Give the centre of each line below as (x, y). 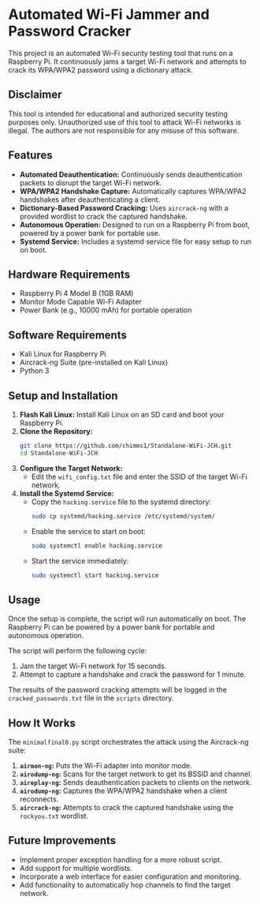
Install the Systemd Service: (67, 493)
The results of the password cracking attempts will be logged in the (117, 690)
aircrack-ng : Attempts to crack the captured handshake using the (126, 807)
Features (30, 155)
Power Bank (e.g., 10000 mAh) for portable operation (106, 310)
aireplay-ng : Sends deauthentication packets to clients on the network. (136, 782)
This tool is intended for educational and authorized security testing (118, 114)
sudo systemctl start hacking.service (95, 575)
